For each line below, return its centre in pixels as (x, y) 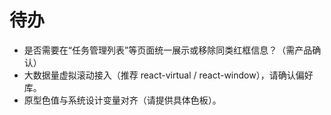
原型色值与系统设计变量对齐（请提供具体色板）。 (122, 100)
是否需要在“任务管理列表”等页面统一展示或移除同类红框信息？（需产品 (168, 50)
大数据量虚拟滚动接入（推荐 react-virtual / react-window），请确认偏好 (168, 75)
